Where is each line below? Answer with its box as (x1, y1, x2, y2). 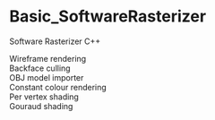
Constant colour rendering (9, 81, 107, 92)
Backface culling (9, 63, 71, 73)
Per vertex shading (9, 91, 79, 102)
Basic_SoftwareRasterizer (9, 6, 207, 27)
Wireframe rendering (9, 53, 87, 64)
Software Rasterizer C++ (9, 36, 101, 47)
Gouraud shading (9, 100, 73, 111)
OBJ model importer (9, 72, 84, 82)
